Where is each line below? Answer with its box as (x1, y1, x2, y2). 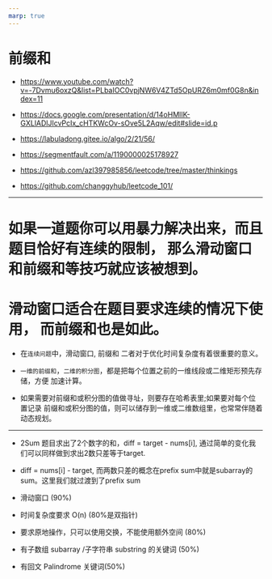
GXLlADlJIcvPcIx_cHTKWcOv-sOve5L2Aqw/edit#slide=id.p (19, 118, 218, 128)
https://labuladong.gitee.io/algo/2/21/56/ (19, 134, 156, 143)
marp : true (8, 11, 45, 20)
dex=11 (19, 94, 44, 104)
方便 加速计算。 (34, 376, 86, 385)
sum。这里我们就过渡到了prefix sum (19, 475, 141, 485)
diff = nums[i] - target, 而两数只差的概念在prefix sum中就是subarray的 (19, 465, 253, 475)
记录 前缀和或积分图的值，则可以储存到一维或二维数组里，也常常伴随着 (27, 402, 263, 413)
